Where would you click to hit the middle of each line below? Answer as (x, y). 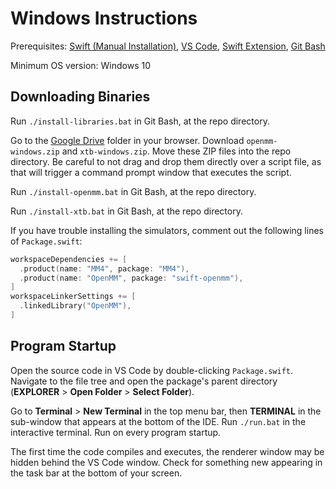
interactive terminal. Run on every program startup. (116, 432)
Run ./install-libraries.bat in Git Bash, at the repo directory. (140, 121)
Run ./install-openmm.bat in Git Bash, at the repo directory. (133, 191)
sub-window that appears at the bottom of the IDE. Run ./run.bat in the (158, 421)
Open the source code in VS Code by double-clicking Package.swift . (152, 370)
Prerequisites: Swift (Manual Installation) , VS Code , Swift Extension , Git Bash (168, 46)
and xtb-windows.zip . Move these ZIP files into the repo (176, 151)
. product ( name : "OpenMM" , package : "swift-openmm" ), (131, 278)
